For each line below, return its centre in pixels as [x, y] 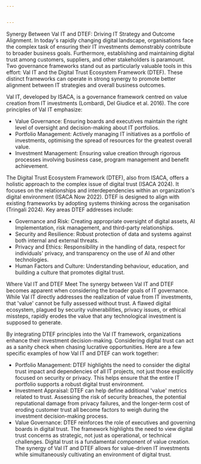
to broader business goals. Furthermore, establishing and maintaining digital [100, 53]
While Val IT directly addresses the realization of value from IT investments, [100, 297]
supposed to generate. [34, 322]
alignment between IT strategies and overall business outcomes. [86, 85]
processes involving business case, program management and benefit [102, 159]
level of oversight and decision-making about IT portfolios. [87, 128]
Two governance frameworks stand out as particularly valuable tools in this [99, 66]
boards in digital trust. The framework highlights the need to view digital [104, 428]
